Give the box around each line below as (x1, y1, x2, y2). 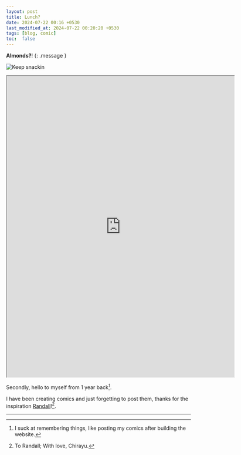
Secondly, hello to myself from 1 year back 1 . (6, 383, 112, 391)
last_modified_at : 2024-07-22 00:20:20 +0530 (6, 25, 119, 31)
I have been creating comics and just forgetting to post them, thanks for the (6, 395, 189, 402)
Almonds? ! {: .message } (6, 52, 67, 59)
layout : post (6, 8, 38, 15)
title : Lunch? (6, 14, 41, 20)
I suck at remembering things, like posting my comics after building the (14, 424, 186, 432)
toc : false (6, 36, 35, 42)
